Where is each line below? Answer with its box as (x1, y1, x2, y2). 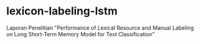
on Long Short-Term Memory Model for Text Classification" (6, 30, 155, 37)
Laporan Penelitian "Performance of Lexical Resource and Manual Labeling (6, 24, 195, 31)
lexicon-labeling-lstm (6, 4, 118, 18)
